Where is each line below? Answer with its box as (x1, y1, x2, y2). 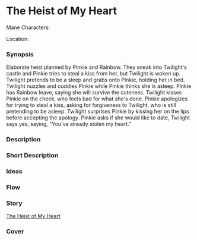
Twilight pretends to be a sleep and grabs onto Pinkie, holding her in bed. (6, 76, 185, 84)
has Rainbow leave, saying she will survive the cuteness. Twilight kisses (6, 89, 182, 96)
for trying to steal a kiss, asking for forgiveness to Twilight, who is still (6, 102, 176, 109)
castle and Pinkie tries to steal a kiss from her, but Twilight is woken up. (6, 70, 181, 77)
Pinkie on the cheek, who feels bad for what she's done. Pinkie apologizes (6, 95, 188, 102)
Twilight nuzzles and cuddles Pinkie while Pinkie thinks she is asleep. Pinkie (6, 83, 192, 90)
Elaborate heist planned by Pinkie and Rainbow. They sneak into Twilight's (6, 64, 187, 71)
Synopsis (6, 50, 34, 58)
